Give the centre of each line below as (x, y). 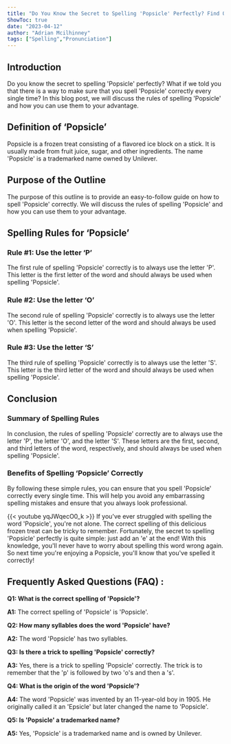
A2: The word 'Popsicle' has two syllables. (68, 639)
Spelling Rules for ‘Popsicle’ (68, 232)
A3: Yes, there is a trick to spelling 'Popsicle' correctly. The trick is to (105, 665)
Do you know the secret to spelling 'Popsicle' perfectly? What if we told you (114, 83)
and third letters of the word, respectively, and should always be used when (114, 448)
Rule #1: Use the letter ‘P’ (50, 252)
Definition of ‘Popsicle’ (57, 127)
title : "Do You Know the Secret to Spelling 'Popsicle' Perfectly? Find (113, 13)
